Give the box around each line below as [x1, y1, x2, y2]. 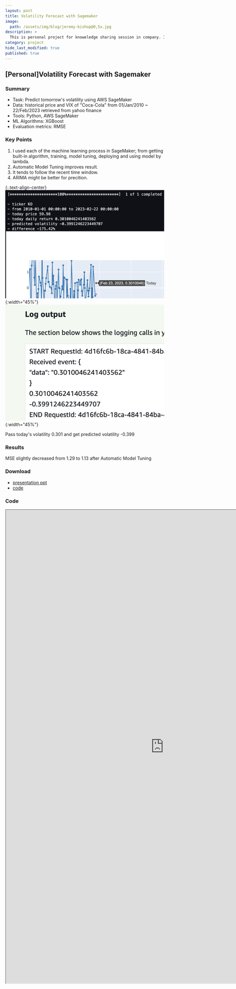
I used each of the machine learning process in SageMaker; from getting [12, 147, 163, 154]
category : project [5, 40, 44, 45]
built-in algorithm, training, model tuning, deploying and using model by [12, 153, 161, 159]
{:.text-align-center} [5, 184, 47, 190]
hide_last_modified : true [5, 45, 60, 51]
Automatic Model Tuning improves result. [12, 164, 98, 170]
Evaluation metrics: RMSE [12, 124, 67, 130]
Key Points [5, 136, 32, 143]
